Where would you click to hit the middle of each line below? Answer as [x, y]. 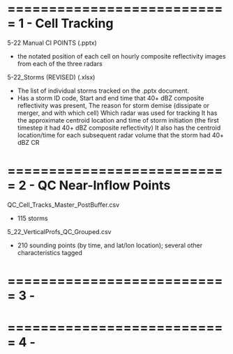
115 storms [32, 218]
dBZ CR [28, 142]
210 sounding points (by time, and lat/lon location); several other [110, 245]
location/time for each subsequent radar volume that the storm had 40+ [121, 135]
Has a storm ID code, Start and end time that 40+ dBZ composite [111, 98]
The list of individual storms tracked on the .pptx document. [103, 91]
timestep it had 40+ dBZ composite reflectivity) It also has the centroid [119, 128]
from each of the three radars [60, 63]
